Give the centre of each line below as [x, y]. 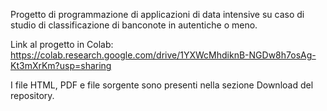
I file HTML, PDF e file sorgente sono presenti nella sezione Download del [162, 85]
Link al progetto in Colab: [62, 44]
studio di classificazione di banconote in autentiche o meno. [134, 25]
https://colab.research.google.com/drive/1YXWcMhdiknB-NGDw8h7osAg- [163, 55]
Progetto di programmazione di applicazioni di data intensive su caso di [157, 14]
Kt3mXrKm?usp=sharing [61, 65]
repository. [32, 95]
